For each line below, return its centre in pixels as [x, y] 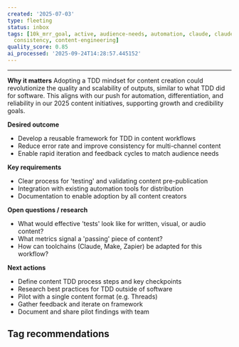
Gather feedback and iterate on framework [80, 304]
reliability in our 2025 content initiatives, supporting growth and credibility [116, 103]
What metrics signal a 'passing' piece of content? [90, 238]
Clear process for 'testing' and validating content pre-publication [113, 181]
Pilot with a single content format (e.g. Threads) [87, 297]
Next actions [27, 267]
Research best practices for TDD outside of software [95, 289]
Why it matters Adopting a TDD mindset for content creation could [106, 80]
